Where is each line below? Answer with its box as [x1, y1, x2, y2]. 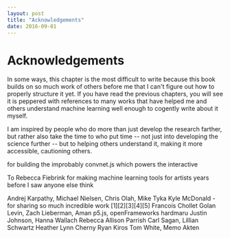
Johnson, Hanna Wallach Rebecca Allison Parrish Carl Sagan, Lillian [7, 216, 199, 224]
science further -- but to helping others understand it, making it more [7, 140, 203, 148]
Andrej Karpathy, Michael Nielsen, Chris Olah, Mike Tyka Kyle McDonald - [7, 194, 216, 203]
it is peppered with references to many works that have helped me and [7, 97, 207, 105]
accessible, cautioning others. [7, 147, 93, 155]
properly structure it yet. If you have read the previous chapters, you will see [7, 90, 223, 98]
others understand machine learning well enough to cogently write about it [7, 105, 218, 113]
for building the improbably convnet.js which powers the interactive [7, 160, 198, 169]
